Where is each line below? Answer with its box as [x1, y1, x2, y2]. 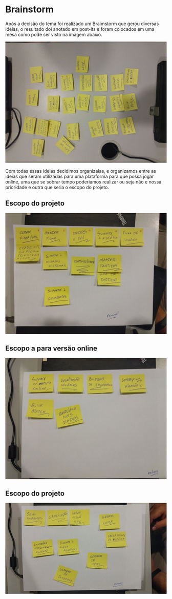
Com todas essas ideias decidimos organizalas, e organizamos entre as [5, 168, 156, 174]
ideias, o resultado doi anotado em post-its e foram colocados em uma [5, 26, 155, 32]
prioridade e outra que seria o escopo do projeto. [5, 184, 109, 190]
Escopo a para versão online [5, 344, 98, 353]
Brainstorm [5, 4, 54, 15]
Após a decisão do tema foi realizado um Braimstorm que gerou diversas [5, 20, 159, 27]
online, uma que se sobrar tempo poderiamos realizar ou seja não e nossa [5, 178, 162, 185]
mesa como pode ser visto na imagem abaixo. [5, 31, 102, 37]
